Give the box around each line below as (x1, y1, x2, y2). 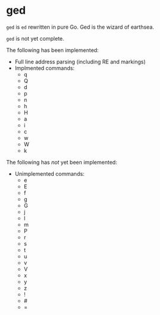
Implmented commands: (14, 64, 75, 72)
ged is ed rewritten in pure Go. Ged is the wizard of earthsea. (6, 23, 154, 30)
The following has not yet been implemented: (6, 158, 118, 166)
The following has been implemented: (6, 46, 99, 54)
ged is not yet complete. (6, 35, 64, 42)
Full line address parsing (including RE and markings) (14, 58, 146, 65)
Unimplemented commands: (14, 170, 85, 177)
